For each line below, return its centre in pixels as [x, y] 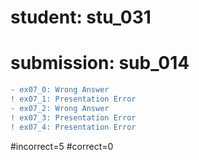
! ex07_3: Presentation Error [73, 117]
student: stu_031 [81, 17]
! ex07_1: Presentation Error [73, 99]
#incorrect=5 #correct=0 [62, 146]
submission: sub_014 [100, 63]
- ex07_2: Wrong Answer [60, 108]
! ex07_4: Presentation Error [73, 127]
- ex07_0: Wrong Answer [60, 90]
